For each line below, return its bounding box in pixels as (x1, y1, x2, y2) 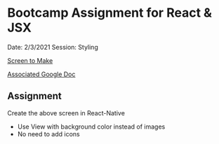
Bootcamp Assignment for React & (7, 5, 213, 21)
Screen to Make (7, 56, 53, 64)
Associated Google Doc (7, 70, 76, 78)
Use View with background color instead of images (17, 122, 166, 131)
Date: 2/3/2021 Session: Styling (7, 43, 98, 51)
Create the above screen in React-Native (7, 108, 125, 117)
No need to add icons (17, 129, 80, 138)
